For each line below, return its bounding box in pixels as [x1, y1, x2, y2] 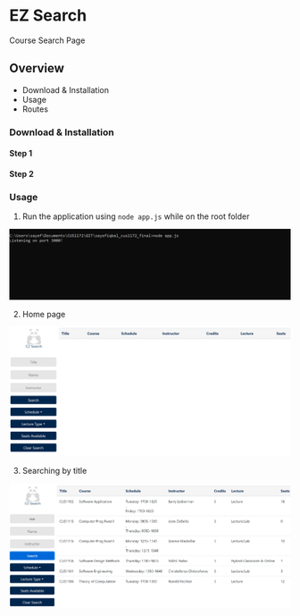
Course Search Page [9, 35, 86, 46]
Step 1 [9, 148, 33, 159]
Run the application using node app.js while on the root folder [21, 211, 250, 222]
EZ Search [9, 5, 87, 26]
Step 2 [9, 168, 34, 179]
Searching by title [21, 466, 87, 477]
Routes [21, 104, 49, 114]
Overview [9, 61, 65, 76]
